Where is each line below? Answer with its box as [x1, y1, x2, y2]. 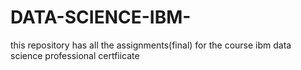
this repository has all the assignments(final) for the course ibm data [10, 39, 292, 51]
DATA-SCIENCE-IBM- [10, 6, 192, 29]
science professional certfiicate [10, 49, 140, 61]
